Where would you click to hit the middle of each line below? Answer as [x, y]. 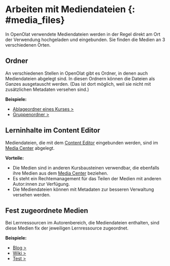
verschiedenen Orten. [28, 45]
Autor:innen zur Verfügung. [41, 184]
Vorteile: [15, 158]
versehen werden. [31, 194]
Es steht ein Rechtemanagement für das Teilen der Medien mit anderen [87, 178]
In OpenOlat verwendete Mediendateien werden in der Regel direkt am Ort [83, 34]
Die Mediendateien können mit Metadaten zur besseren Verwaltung [83, 189]
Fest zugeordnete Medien [47, 210]
